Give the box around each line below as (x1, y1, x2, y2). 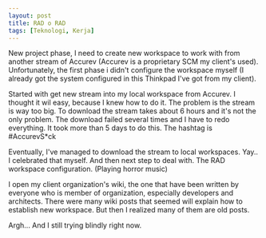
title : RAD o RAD (8, 19, 66, 27)
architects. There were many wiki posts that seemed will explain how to (8, 196, 244, 206)
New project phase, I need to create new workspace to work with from (8, 49, 240, 58)
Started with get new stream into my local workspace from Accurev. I (8, 89, 236, 99)
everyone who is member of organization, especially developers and (8, 188, 234, 198)
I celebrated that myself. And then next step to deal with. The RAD (8, 156, 226, 165)
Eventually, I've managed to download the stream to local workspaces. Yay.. (8, 147, 258, 157)
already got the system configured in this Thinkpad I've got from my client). (8, 73, 257, 84)
